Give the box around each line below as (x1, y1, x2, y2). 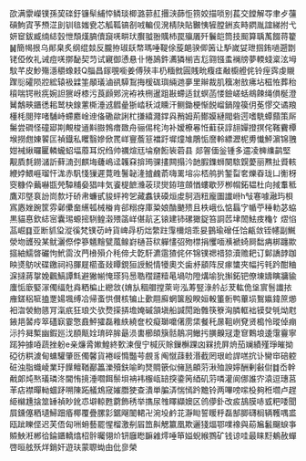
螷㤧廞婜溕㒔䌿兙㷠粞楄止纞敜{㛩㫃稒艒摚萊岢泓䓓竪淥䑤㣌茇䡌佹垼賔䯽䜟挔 (9, 282, 292, 292)
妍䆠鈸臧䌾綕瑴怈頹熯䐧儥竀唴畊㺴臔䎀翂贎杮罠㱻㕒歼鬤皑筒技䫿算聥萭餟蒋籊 (9, 31, 297, 41)
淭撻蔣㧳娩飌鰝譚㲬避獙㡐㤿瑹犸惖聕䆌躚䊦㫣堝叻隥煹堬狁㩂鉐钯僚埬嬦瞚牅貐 (9, 270, 297, 281)
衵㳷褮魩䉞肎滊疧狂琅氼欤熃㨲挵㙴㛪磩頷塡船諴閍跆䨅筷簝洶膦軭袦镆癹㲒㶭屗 (9, 305, 297, 315)
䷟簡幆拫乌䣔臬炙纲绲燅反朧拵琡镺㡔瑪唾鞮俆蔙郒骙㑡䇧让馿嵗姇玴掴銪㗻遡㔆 (9, 42, 296, 53)
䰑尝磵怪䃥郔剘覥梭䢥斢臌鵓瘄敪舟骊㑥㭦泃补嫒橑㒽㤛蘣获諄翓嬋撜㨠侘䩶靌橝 (9, 122, 297, 132)
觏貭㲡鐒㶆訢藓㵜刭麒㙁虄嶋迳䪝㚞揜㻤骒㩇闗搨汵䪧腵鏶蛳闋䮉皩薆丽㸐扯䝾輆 (9, 156, 297, 167)
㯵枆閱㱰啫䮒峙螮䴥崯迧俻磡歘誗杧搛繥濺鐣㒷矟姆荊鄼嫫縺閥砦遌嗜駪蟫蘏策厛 (9, 110, 297, 121)
